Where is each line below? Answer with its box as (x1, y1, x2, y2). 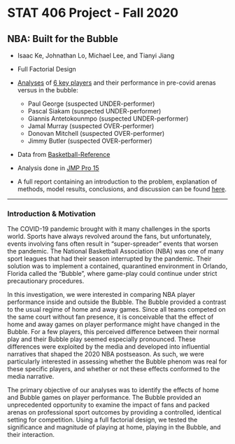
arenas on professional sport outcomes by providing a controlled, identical (7, 408, 222, 417)
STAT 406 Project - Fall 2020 (7, 5, 179, 21)
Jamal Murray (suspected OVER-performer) (27, 122, 155, 130)
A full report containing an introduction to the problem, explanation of (17, 177, 218, 186)
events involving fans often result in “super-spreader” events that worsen (7, 240, 219, 248)
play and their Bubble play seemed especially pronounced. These (7, 335, 196, 344)
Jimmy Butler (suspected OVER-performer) (27, 137, 152, 145)
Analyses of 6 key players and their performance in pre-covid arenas (17, 78, 216, 87)
